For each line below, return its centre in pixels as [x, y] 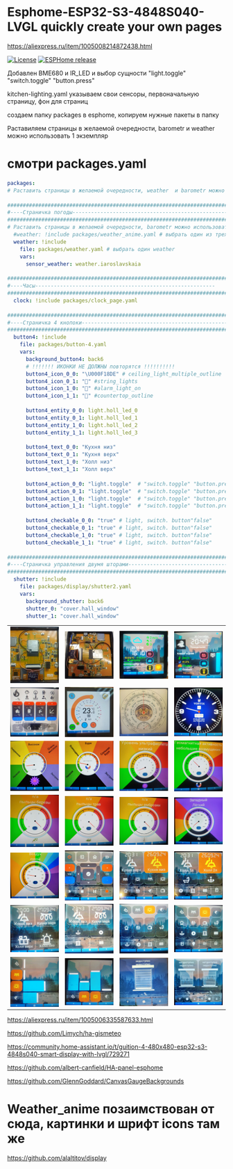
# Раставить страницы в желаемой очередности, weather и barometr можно [116, 191]
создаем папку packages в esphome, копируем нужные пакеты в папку [113, 115]
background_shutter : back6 [64, 601]
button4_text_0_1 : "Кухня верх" [72, 455]
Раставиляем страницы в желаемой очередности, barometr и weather [111, 128]
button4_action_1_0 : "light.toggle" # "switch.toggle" [108, 499]
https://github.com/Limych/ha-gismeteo [64, 1033]
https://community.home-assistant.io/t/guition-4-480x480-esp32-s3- [107, 1047]
